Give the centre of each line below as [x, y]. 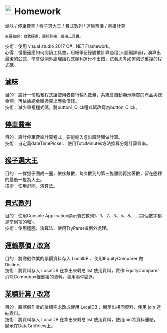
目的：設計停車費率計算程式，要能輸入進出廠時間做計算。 [64, 137]
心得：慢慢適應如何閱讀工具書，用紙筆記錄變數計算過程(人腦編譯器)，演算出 [83, 52]
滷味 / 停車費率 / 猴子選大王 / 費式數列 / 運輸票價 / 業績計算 [65, 26]
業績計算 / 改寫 [28, 294]
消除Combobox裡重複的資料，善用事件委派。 [51, 277]
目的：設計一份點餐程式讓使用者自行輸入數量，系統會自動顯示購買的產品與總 [83, 95]
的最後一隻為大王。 [25, 180]
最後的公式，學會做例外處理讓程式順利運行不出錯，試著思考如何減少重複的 [81, 58]
